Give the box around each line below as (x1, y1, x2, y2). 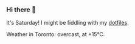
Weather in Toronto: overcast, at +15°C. (6, 31, 105, 38)
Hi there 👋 (6, 5, 36, 14)
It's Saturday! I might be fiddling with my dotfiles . (6, 19, 129, 27)
